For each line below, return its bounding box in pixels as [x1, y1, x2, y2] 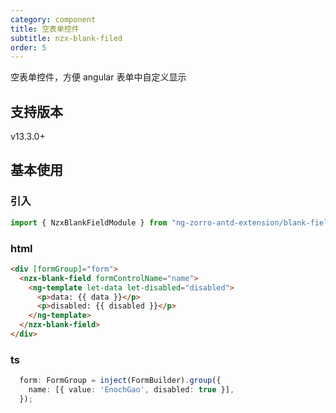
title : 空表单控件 [10, 24, 80, 34]
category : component [10, 14, 97, 25]
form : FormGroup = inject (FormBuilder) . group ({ [19, 376, 222, 386]
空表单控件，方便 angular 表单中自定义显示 [10, 71, 187, 83]
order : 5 [10, 42, 47, 53]
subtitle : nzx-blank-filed [10, 33, 123, 43]
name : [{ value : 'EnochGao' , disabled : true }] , [28, 385, 235, 395]
